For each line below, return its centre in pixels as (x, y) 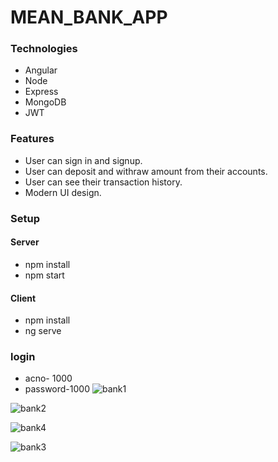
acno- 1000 (48, 378)
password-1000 (57, 389)
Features (32, 139)
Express (41, 92)
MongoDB (45, 102)
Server (25, 242)
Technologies (44, 49)
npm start (44, 275)
